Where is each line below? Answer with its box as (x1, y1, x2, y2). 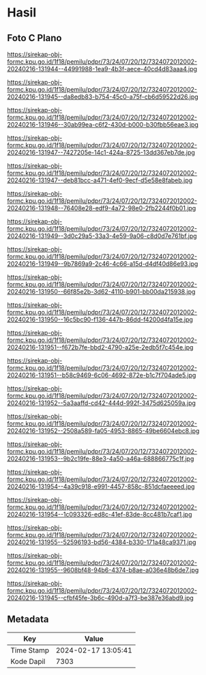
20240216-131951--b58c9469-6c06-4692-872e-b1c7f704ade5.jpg (7, 371, 196, 379)
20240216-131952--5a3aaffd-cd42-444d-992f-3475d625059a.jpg (7, 399, 196, 407)
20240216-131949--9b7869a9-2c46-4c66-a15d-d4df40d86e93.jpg (7, 260, 198, 268)
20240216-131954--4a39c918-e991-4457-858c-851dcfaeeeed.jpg (7, 482, 195, 491)
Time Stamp (10, 646, 50, 655)
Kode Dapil (10, 656, 46, 666)
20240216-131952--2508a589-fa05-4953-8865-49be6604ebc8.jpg (7, 427, 200, 434)
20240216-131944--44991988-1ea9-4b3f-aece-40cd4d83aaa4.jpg (7, 65, 198, 73)
